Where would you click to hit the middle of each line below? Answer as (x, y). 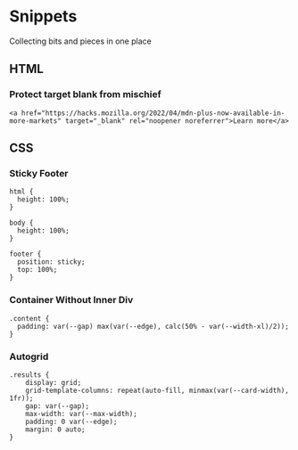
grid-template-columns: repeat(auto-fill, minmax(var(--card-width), (157, 390)
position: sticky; (52, 262)
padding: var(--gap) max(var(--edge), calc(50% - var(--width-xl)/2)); (153, 326)
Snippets (43, 16)
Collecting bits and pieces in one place (80, 41)
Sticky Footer (39, 173)
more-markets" (36, 121)
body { (21, 223)
